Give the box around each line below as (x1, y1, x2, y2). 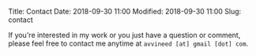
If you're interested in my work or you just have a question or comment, (8, 31, 241, 39)
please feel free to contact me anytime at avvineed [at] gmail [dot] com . (8, 39, 249, 48)
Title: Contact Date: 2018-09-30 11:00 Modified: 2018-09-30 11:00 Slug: (8, 7, 242, 16)
